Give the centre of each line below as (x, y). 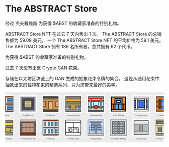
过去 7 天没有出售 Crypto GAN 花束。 (44, 68)
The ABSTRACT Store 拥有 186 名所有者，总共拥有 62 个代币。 (70, 46)
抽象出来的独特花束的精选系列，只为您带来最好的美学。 (62, 85)
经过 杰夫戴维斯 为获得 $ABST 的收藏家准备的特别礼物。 (63, 23)
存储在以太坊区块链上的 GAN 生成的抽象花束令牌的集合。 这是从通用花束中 (82, 78)
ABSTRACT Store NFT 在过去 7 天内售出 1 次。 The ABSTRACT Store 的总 (81, 34)
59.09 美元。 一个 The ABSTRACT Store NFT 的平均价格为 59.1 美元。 (91, 40)
